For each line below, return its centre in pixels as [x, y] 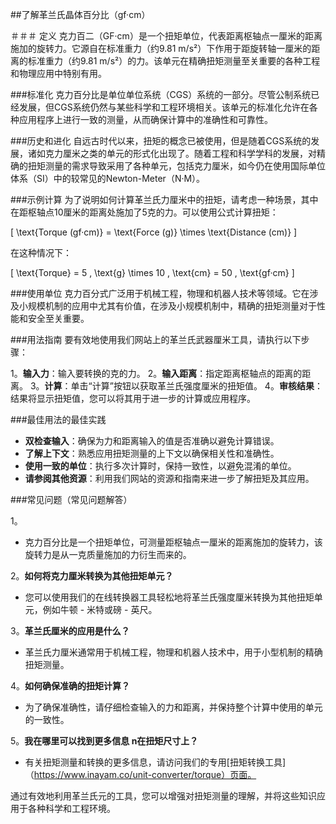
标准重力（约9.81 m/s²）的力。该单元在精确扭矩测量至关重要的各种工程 [174, 61]
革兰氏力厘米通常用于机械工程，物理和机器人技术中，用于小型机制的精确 [173, 652]
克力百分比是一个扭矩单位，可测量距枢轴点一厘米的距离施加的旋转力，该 [173, 542]
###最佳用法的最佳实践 [58, 419]
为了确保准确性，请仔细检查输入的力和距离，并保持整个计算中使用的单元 [173, 707]
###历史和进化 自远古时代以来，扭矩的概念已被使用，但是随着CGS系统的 [161, 141]
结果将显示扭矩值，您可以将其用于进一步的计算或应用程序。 [133, 398]
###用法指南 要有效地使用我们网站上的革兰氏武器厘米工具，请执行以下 [156, 339]
